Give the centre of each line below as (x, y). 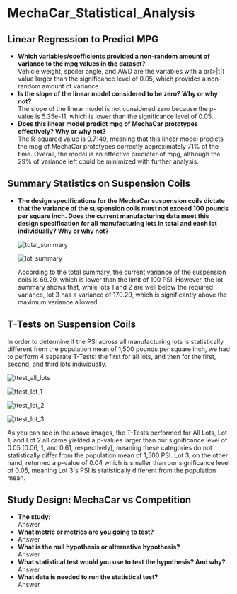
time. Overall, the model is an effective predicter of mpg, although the (119, 154)
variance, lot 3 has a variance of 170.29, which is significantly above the (122, 295)
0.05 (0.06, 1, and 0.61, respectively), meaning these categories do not (110, 447)
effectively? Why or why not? (62, 131)
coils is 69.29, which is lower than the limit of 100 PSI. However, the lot (120, 279)
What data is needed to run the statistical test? (88, 577)
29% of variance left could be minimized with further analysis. (108, 161)
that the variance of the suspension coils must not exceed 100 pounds (123, 208)
